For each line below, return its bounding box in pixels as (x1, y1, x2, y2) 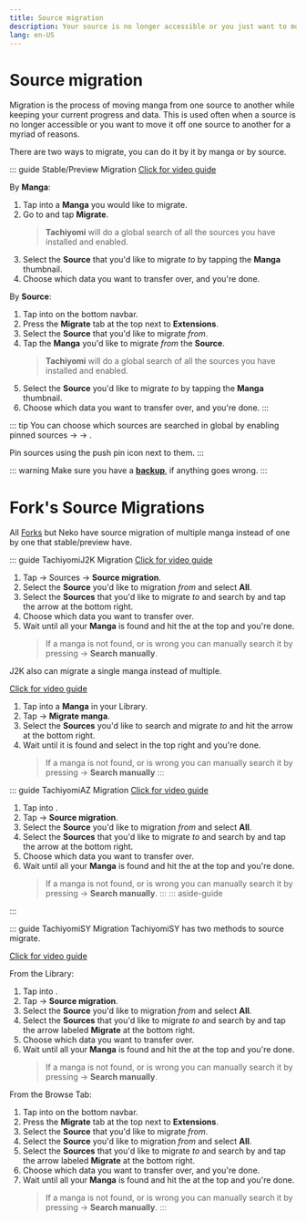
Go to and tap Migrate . (22, 209, 109, 220)
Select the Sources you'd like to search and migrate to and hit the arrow (22, 720, 293, 731)
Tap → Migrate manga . (22, 710, 111, 721)
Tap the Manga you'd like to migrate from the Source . (22, 338, 225, 349)
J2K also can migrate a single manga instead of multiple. (9, 666, 222, 677)
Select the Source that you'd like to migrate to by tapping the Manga (22, 254, 280, 265)
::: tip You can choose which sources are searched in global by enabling (9, 420, 280, 431)
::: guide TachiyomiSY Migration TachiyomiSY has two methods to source (9, 923, 284, 935)
